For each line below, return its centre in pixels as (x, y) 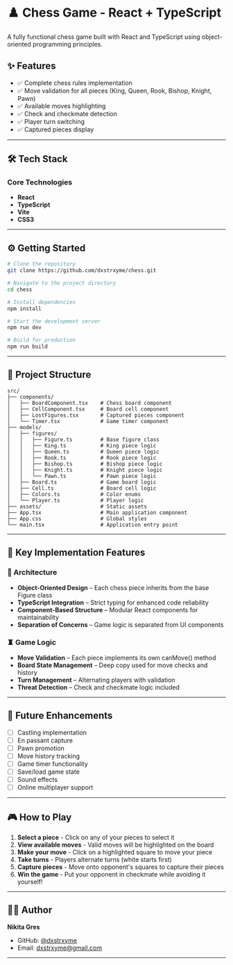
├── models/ (24, 427)
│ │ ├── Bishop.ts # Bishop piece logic (85, 464)
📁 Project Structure (49, 375)
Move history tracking (49, 756)
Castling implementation (52, 732)
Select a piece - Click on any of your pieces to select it (96, 837)
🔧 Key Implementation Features (76, 553)
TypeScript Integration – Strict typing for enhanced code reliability (113, 603)
